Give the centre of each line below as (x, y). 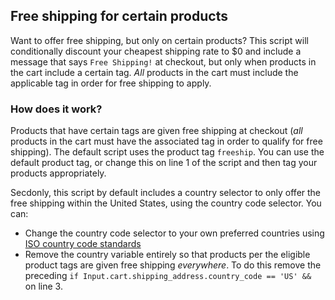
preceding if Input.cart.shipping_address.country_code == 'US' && (168, 276)
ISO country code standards (83, 244)
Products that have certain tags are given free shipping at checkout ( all (156, 131)
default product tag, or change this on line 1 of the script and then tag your (164, 163)
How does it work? (56, 109)
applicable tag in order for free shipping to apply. (111, 83)
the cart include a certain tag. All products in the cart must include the (154, 72)
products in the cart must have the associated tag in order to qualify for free (166, 141)
